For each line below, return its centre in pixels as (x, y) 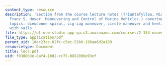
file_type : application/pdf (34, 38)
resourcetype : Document (30, 47)
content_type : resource (30, 10)
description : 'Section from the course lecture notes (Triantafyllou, (80, 14)
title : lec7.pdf (22, 51)
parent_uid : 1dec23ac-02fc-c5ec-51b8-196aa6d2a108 (59, 42)
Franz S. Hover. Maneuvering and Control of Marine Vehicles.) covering (86, 19)
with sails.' (23, 28)
